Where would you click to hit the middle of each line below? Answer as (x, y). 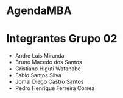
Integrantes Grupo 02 (62, 39)
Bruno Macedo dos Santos (48, 62)
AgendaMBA (39, 11)
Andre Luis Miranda (40, 56)
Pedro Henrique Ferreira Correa (55, 88)
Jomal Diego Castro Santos (49, 82)
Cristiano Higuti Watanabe (48, 69)
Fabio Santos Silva (38, 75)
